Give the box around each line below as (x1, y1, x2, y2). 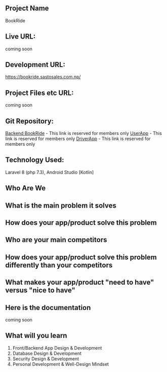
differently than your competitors (5, 261, 113, 269)
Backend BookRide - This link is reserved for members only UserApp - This (5, 130, 162, 137)
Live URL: (5, 32, 36, 41)
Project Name (5, 4, 49, 13)
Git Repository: (5, 117, 54, 125)
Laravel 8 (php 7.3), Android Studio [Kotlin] (5, 169, 94, 175)
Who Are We (5, 184, 46, 192)
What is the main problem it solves (5, 201, 116, 210)
